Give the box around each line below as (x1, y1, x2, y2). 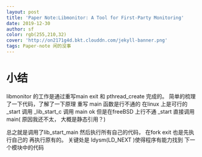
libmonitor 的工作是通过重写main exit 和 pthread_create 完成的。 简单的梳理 (6, 92, 197, 100)
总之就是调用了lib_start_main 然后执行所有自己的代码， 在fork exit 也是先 (6, 128, 189, 136)
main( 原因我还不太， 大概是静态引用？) (6, 115, 106, 123)
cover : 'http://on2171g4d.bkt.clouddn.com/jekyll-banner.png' (6, 37, 168, 43)
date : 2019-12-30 (6, 20, 51, 26)
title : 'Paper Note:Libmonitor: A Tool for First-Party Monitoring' (6, 15, 184, 21)
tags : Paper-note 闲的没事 (6, 43, 71, 49)
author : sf (6, 26, 34, 32)
